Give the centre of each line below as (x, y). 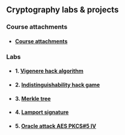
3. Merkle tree (33, 98)
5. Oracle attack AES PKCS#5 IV (55, 126)
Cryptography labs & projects (62, 10)
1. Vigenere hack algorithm (49, 71)
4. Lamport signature (42, 112)
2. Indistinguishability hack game (57, 85)
